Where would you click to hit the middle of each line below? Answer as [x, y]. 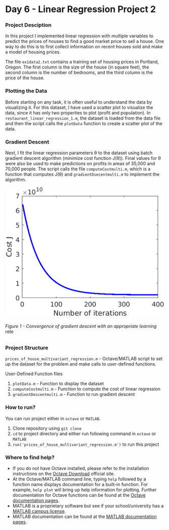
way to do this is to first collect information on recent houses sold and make [84, 47]
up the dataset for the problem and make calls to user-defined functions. [81, 364]
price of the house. [25, 78]
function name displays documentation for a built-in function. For [80, 484]
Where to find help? [30, 457]
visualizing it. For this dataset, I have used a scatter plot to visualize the [79, 107]
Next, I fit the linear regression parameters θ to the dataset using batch [79, 153]
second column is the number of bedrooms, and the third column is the [79, 73]
